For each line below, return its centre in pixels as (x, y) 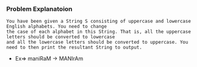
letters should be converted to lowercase (61, 37)
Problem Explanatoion (39, 9)
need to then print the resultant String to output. (74, 48)
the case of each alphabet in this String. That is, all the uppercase (98, 32)
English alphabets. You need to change (57, 27)
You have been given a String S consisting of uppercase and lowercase (98, 22)
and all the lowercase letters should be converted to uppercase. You (97, 42)
